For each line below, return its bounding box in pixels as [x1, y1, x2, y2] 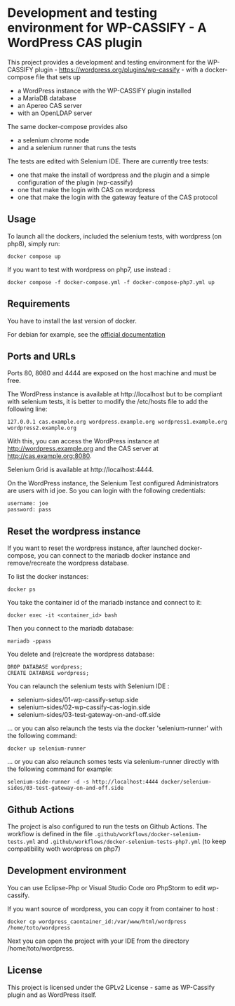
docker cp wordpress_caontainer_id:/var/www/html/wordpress [7, 918, 187, 925]
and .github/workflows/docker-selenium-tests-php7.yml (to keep [37, 837, 227, 845]
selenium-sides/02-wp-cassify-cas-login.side [17, 703, 151, 711]
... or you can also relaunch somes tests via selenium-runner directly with [7, 758, 220, 766]
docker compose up [7, 253, 61, 260]
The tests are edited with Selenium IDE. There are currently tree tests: [7, 156, 209, 166]
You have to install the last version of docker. [7, 316, 137, 325]
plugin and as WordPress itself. [7, 991, 97, 999]
